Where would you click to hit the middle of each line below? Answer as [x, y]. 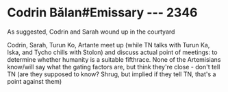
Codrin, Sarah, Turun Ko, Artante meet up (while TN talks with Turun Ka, [109, 45]
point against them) [35, 81]
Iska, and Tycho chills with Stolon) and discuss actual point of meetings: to [112, 52]
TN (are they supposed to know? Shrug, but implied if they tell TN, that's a [112, 74]
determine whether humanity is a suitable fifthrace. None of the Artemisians [114, 59]
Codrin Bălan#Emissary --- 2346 [102, 13]
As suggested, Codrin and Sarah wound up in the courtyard [91, 32]
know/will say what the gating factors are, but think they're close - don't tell [114, 67]
